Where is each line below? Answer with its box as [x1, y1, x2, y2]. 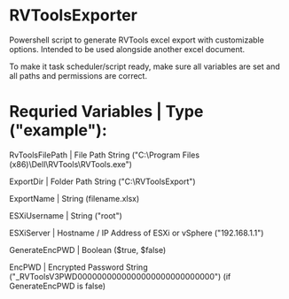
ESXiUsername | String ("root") [9, 210, 122, 221]
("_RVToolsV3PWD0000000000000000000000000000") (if [9, 271, 231, 281]
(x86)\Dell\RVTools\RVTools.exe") [9, 158, 133, 169]
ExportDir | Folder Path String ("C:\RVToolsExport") [9, 176, 197, 187]
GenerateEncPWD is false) [9, 280, 106, 291]
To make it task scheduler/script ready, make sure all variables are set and [9, 61, 281, 72]
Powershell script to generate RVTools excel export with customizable [9, 34, 264, 45]
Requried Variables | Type [9, 102, 204, 122]
